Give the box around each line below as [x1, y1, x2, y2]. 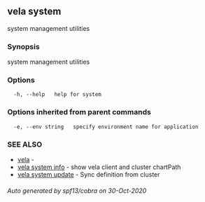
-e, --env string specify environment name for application [13, 123, 199, 130]
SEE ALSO [7, 140, 43, 149]
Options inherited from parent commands [7, 107, 152, 117]
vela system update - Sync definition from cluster [17, 170, 160, 178]
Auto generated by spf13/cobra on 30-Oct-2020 [7, 186, 147, 195]
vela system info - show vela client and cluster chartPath [17, 163, 181, 171]
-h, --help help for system [13, 91, 101, 98]
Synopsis [7, 41, 40, 51]
